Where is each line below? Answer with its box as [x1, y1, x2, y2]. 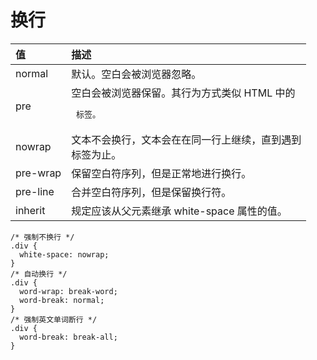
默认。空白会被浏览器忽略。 [71, 67, 202, 81]
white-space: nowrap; [19, 249, 110, 260]
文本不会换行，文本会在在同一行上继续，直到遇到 [71, 132, 302, 146]
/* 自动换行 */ [10, 269, 68, 279]
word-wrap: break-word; [19, 286, 118, 296]
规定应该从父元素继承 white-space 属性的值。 [71, 204, 288, 218]
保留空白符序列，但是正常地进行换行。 [71, 166, 252, 180]
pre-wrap [15, 166, 62, 180]
